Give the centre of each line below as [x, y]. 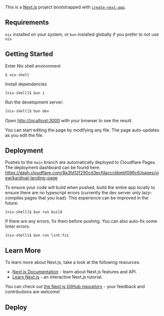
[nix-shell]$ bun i [25, 93]
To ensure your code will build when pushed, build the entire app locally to [80, 187]
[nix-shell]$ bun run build [34, 212]
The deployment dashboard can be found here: [53, 168]
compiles [14, 198]
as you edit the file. [24, 135]
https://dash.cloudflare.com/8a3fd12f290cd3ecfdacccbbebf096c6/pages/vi [82, 173]
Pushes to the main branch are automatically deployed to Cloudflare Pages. [81, 162]
